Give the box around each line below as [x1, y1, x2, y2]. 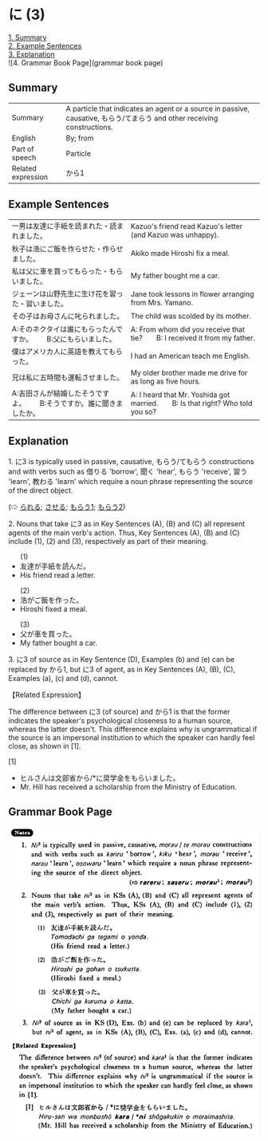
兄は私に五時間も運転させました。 [11, 372, 124, 382]
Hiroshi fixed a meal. [19, 604, 88, 613]
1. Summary [8, 32, 47, 42]
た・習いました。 [11, 299, 68, 309]
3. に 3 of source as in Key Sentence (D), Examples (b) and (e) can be [8, 654, 235, 664]
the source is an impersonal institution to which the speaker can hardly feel [8, 733, 255, 742]
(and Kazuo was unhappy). [130, 230, 219, 240]
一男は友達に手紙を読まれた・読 [11, 221, 117, 230]
